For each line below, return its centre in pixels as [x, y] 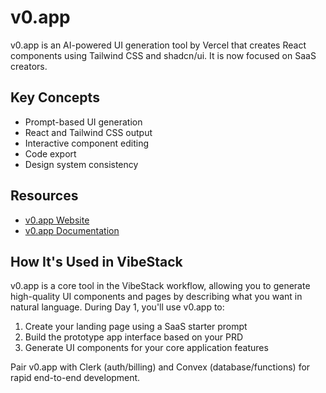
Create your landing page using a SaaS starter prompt [136, 327]
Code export [50, 153]
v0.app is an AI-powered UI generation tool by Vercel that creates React [158, 45]
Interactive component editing [87, 143]
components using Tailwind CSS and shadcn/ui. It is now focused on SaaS [163, 55]
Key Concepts [55, 97]
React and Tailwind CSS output [88, 132]
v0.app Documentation [72, 230]
